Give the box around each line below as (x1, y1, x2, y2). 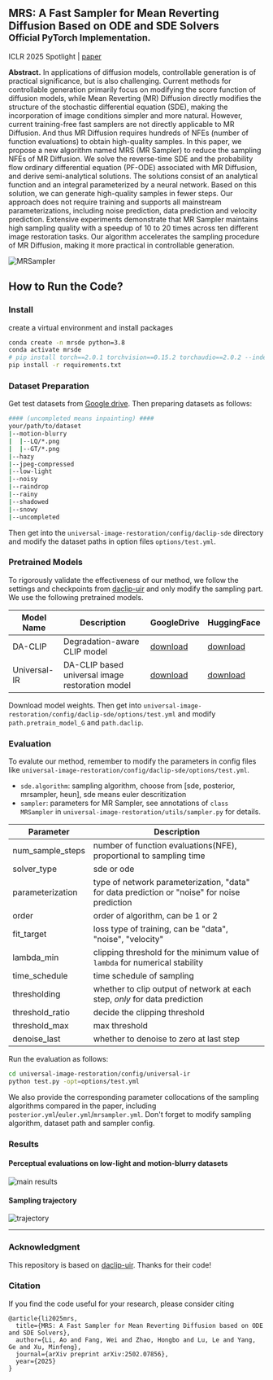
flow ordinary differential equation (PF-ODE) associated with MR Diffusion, (8, 162, 258, 172)
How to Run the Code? (8, 280, 123, 294)
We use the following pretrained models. (8, 592, 144, 602)
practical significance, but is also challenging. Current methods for (8, 76, 232, 85)
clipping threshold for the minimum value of (93, 947, 260, 958)
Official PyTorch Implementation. (8, 32, 151, 44)
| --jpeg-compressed (8, 460, 75, 468)
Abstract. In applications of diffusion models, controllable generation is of (8, 67, 257, 77)
